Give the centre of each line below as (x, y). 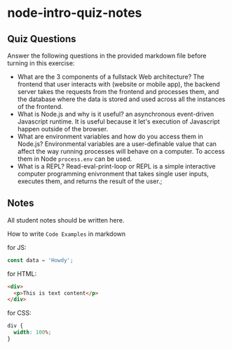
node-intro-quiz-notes (75, 13)
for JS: (17, 247)
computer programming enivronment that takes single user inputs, (113, 174)
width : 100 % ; (33, 332)
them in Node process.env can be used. (75, 159)
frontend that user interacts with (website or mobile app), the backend (119, 84)
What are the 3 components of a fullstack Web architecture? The (111, 77)
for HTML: (22, 274)
